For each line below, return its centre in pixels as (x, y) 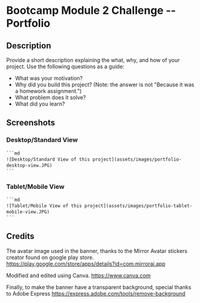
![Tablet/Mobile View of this (44, 206)
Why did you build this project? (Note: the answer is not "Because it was (105, 85)
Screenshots (31, 123)
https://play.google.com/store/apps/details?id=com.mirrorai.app (86, 264)
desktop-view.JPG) (29, 165)
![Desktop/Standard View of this (48, 159)
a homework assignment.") (48, 91)
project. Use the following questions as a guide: (65, 66)
